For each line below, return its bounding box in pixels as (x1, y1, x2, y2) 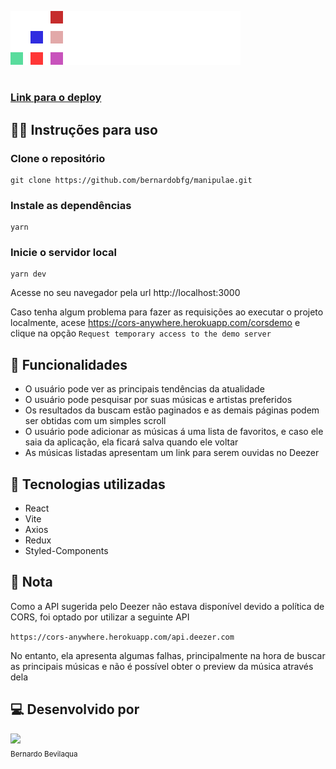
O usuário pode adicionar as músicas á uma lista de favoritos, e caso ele (24, 426, 324, 438)
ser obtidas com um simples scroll (24, 415, 167, 427)
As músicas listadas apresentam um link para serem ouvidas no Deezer (24, 447, 320, 459)
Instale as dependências (10, 198, 132, 212)
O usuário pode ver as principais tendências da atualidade (24, 383, 265, 395)
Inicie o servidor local (10, 246, 117, 260)
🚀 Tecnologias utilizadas (10, 476, 166, 493)
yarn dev (10, 269, 47, 280)
